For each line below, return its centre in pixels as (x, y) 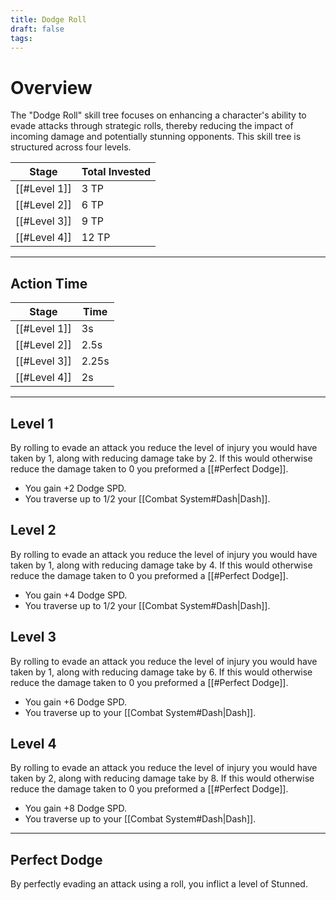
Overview (51, 87)
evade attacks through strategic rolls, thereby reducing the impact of (152, 126)
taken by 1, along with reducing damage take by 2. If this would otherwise (161, 458)
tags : (21, 38)
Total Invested (116, 172)
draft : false (37, 29)
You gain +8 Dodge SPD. (75, 808)
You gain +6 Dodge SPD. (75, 702)
